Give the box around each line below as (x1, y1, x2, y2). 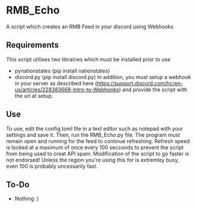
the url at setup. (14, 92, 54, 99)
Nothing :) (14, 195, 39, 202)
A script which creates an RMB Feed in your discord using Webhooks (6, 23, 173, 30)
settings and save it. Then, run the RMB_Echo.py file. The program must (6, 131, 181, 138)
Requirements (6, 40, 59, 50)
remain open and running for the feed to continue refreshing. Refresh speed (6, 137, 190, 144)
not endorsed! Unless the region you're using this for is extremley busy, (6, 156, 179, 163)
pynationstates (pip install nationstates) (14, 67, 111, 74)
